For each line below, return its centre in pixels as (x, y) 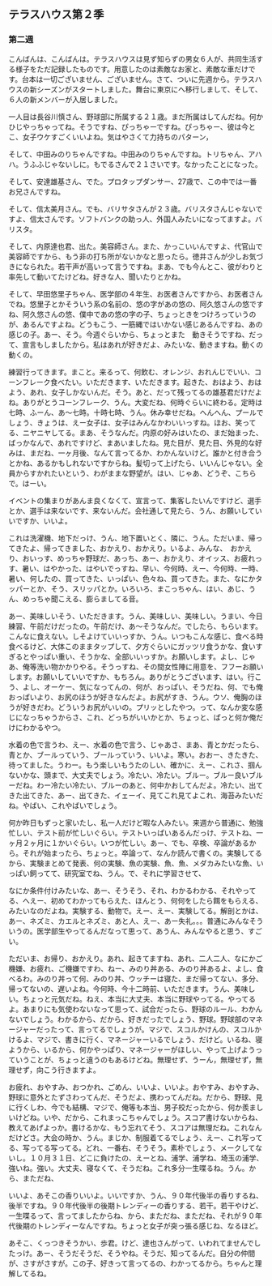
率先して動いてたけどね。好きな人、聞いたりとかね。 (97, 276)
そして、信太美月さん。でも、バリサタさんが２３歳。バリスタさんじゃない (132, 208)
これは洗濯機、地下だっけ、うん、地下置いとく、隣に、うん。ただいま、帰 (132, 538)
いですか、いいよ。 (40, 520)
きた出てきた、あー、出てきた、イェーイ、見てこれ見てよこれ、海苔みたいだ (136, 795)
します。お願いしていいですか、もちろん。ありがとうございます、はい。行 (132, 677)
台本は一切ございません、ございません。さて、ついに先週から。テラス (138, 79)
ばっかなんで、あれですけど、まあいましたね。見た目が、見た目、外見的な (132, 442)
